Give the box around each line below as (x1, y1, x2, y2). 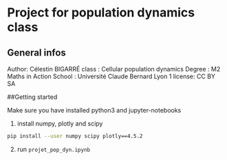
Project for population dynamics (7, 5, 195, 21)
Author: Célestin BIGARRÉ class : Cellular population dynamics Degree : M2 (7, 65, 221, 73)
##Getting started (7, 93, 58, 101)
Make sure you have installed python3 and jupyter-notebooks (7, 106, 182, 114)
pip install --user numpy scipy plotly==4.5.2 (7, 133, 143, 139)
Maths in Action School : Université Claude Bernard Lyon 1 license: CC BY (7, 72, 215, 80)
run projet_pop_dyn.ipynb (17, 145, 91, 153)
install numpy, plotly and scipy (17, 119, 103, 128)
